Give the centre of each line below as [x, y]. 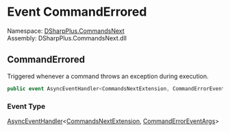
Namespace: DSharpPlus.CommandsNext [66, 31]
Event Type [26, 106]
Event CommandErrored [77, 12]
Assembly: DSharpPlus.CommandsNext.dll [67, 38]
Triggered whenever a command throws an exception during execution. [108, 76]
